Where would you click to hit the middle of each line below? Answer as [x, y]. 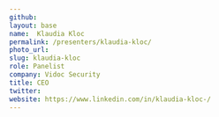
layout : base [33, 26]
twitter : [25, 91]
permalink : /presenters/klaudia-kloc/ [80, 42]
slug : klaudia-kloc [45, 58]
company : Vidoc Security [55, 75]
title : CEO [29, 83]
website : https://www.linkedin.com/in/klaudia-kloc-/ [110, 99]
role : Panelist [37, 67]
